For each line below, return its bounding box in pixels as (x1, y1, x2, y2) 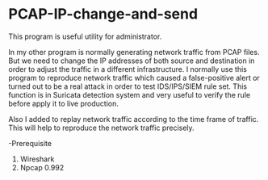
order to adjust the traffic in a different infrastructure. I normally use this (8, 64, 248, 73)
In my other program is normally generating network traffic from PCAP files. (8, 47, 260, 57)
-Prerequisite (8, 138, 52, 148)
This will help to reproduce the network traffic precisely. (8, 123, 195, 132)
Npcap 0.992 (19, 162, 65, 172)
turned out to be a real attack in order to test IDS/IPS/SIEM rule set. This (8, 82, 248, 91)
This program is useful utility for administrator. (8, 31, 162, 41)
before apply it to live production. (8, 98, 119, 108)
